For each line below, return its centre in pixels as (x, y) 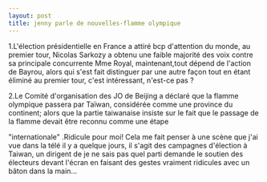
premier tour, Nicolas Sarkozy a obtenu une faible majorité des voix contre (131, 55)
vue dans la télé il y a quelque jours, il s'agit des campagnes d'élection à (128, 145)
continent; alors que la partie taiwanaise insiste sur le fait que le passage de (133, 112)
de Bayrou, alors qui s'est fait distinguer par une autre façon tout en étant (129, 71)
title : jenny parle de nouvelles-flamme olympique (95, 23)
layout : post (30, 16)
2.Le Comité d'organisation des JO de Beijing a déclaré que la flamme (123, 95)
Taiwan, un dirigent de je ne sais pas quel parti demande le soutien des (126, 154)
